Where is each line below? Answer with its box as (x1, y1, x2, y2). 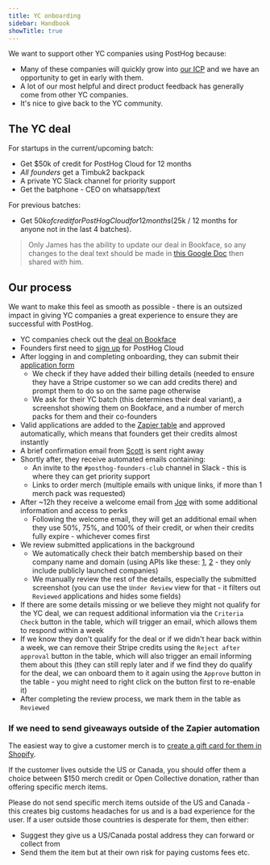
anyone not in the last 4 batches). (19, 225, 131, 234)
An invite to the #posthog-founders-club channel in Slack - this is (31, 463, 247, 472)
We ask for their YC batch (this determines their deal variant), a (31, 395, 242, 404)
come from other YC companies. (19, 90, 129, 100)
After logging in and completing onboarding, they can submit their (19, 352, 239, 361)
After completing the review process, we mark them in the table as (19, 694, 242, 703)
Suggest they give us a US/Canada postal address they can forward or (19, 830, 255, 840)
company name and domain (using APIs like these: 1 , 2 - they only (31, 557, 251, 566)
